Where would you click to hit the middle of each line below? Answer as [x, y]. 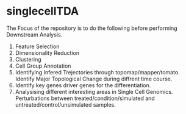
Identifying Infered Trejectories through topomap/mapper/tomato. [97, 72]
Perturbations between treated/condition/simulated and [85, 98]
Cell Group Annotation [43, 66]
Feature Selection [37, 46]
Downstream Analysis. [34, 34]
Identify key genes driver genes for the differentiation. [83, 85]
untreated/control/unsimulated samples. [65, 104]
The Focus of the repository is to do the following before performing [92, 28]
